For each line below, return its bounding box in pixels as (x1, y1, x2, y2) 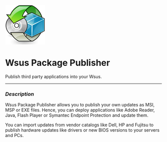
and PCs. (5, 133, 24, 139)
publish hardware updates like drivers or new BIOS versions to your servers (5, 127, 160, 133)
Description (5, 91, 34, 97)
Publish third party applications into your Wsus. (5, 73, 102, 79)
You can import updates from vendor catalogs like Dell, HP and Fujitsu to (5, 122, 154, 128)
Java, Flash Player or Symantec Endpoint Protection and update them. (5, 112, 149, 118)
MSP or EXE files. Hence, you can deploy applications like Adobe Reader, (5, 107, 155, 113)
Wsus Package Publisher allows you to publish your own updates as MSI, (5, 102, 155, 108)
